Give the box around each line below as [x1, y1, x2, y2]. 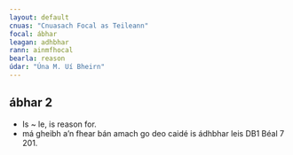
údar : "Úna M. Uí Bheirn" [9, 63, 105, 72]
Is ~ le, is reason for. [21, 119, 98, 129]
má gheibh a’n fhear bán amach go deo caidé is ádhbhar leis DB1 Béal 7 [21, 128, 285, 138]
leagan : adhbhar [9, 37, 69, 47]
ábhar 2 [9, 95, 53, 111]
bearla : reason [9, 54, 66, 63]
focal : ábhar [9, 29, 58, 38]
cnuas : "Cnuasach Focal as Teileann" [9, 21, 149, 30]
